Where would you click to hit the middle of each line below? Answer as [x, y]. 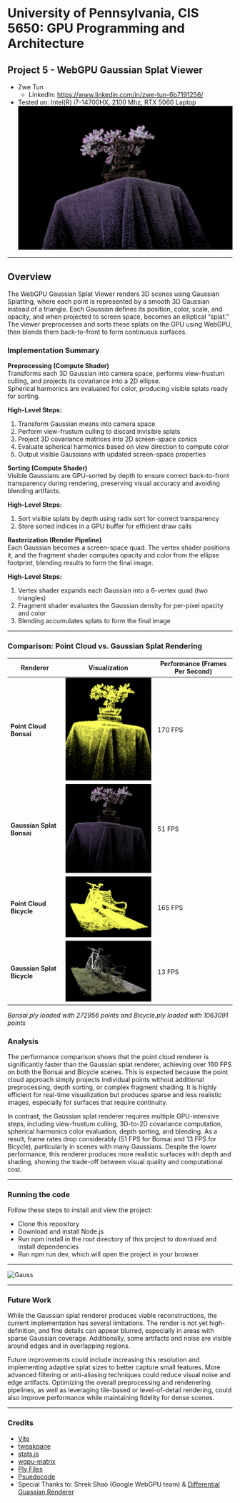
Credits [20, 1423]
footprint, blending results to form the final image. [80, 563]
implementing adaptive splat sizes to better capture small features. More [114, 1367]
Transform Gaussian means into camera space [86, 424]
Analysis [23, 1041]
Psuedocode [36, 1477]
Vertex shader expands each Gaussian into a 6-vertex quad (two [113, 590]
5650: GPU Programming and [96, 28]
